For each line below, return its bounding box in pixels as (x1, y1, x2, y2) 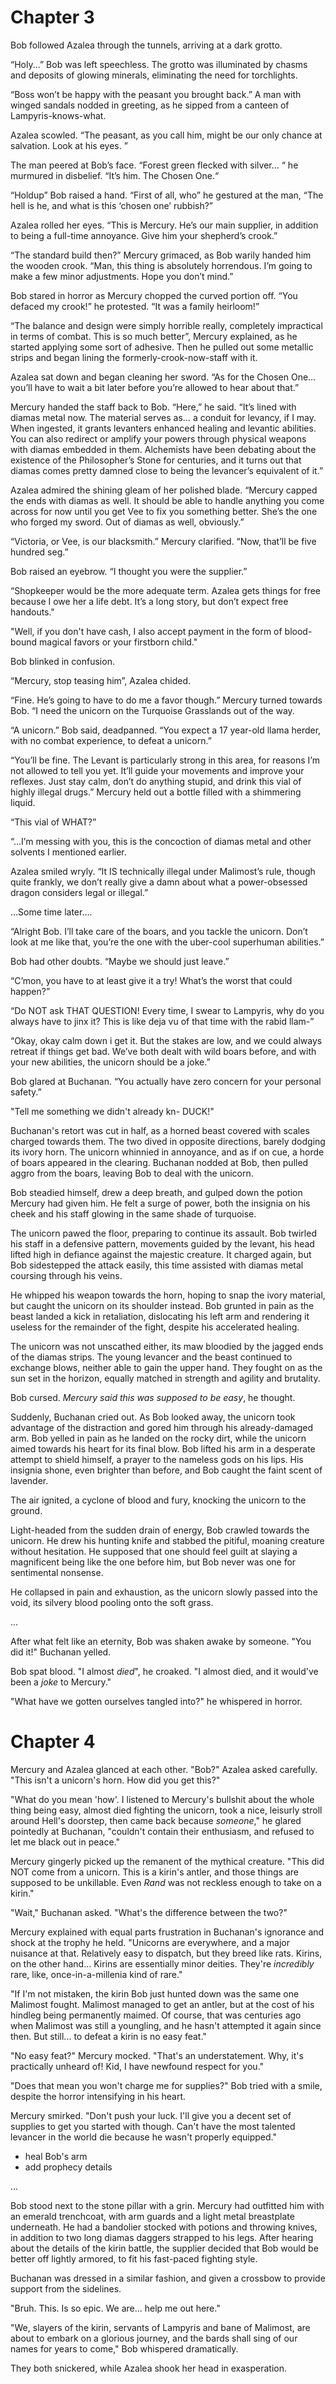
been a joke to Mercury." (10, 1676, 112, 1688)
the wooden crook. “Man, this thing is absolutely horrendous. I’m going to (10, 259, 313, 271)
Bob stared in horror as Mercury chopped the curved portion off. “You (10, 289, 298, 301)
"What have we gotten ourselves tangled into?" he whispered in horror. (10, 1695, 303, 1707)
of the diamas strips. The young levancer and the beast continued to (10, 1351, 293, 1363)
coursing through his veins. (10, 1269, 123, 1281)
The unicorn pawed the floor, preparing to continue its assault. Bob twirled (10, 1227, 317, 1239)
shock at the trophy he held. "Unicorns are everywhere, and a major (10, 1936, 291, 1948)
